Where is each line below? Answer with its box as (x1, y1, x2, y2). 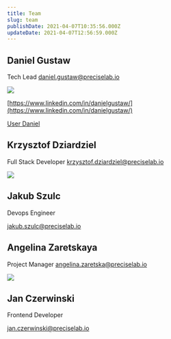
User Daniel (7, 119, 40, 128)
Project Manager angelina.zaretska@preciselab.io (7, 260, 147, 268)
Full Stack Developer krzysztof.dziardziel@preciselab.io (7, 157, 164, 165)
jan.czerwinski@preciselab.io (7, 324, 90, 333)
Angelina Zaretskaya (7, 242, 98, 254)
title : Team (7, 10, 41, 17)
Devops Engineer (7, 209, 56, 217)
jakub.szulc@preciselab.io (7, 222, 81, 230)
